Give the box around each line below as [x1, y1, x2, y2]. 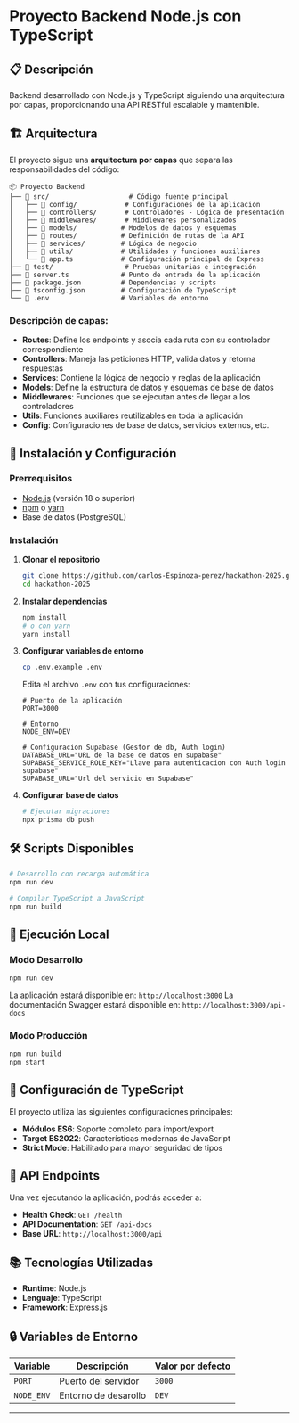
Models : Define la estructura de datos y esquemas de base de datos [21, 382, 274, 393]
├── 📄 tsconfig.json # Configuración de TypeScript [9, 285, 238, 295]
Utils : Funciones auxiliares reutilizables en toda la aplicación [21, 410, 244, 421]
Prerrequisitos [9, 473, 73, 485]
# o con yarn [21, 621, 71, 630]
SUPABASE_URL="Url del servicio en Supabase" [21, 774, 194, 784]
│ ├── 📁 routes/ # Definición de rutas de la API [9, 231, 245, 240]
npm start [9, 1058, 46, 1067]
